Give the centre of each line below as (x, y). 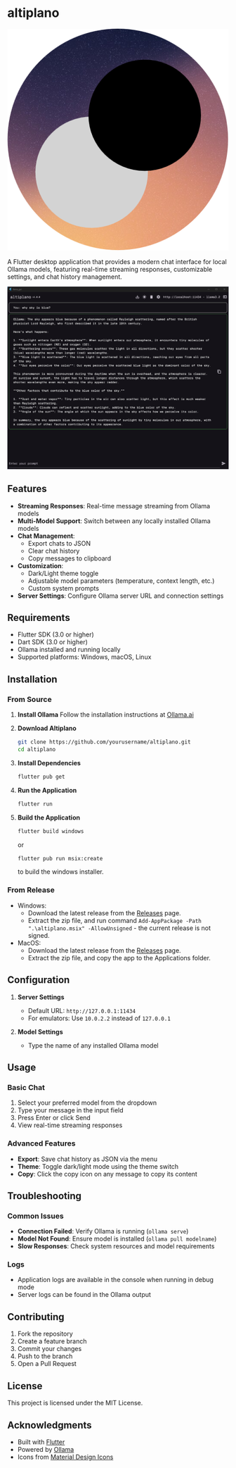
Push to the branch (45, 1356)
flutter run (35, 804)
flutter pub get (41, 777)
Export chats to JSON (59, 543)
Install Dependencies (49, 763)
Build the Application (49, 817)
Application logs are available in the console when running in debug (116, 1280)
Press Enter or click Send (54, 1118)
